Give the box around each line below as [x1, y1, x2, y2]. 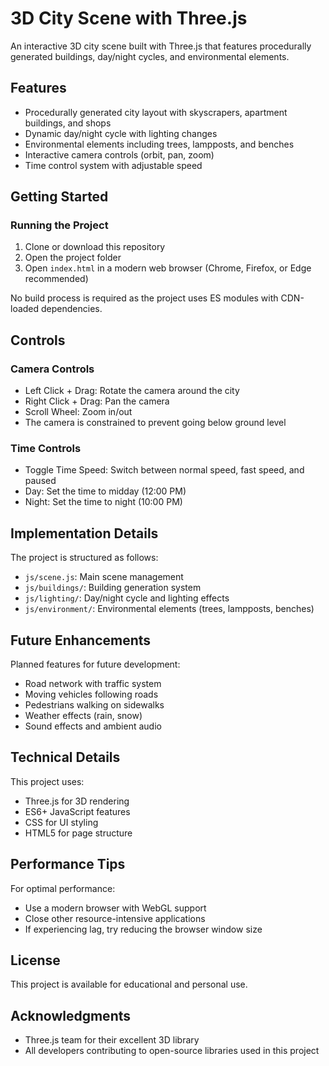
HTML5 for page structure [24, 827, 133, 839]
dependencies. [41, 303, 103, 315]
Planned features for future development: [10, 658, 181, 671]
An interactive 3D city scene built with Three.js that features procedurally [10, 40, 312, 52]
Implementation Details [10, 525, 159, 542]
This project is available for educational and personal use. [10, 978, 248, 991]
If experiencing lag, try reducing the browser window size [24, 923, 263, 935]
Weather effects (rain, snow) [24, 710, 143, 722]
